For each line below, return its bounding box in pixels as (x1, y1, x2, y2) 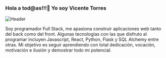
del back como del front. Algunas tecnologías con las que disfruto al (5, 31, 147, 37)
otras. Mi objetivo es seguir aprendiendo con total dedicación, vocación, (5, 42, 155, 48)
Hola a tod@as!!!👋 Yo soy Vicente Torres (5, 5, 107, 12)
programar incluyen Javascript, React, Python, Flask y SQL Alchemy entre (5, 36, 159, 42)
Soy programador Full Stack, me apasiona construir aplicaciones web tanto (5, 26, 161, 32)
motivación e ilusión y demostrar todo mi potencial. (5, 47, 112, 53)
